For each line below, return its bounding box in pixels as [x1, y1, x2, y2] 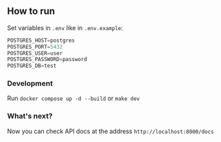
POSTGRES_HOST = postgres [7, 37, 75, 44]
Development [7, 79, 54, 88]
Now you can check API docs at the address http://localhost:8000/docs [7, 127, 214, 135]
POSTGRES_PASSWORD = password [7, 56, 88, 63]
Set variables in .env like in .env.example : [7, 23, 124, 32]
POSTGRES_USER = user [7, 49, 63, 57]
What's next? [7, 111, 53, 121]
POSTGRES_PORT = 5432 [7, 43, 63, 50]
